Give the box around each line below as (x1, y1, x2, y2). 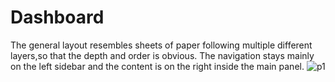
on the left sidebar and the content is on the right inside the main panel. (10, 60, 305, 72)
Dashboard (10, 6, 105, 29)
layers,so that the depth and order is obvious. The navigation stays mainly (10, 49, 315, 61)
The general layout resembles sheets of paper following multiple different (10, 39, 313, 51)
